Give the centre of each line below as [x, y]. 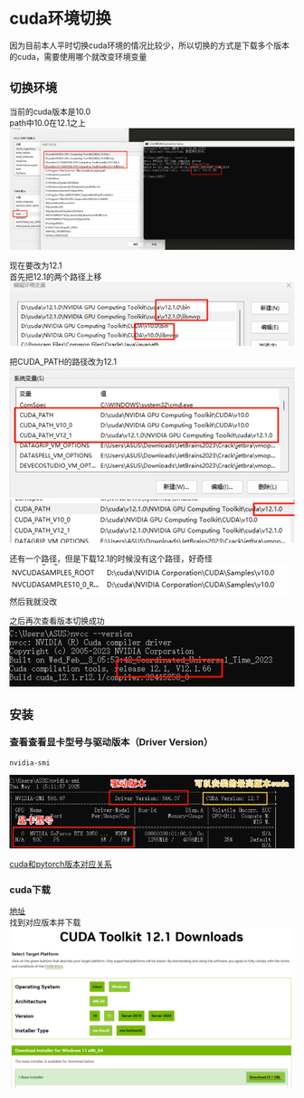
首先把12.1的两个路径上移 [56, 277]
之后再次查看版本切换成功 [57, 620]
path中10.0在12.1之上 [47, 122]
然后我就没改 [33, 601]
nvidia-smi [30, 763]
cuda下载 [30, 890]
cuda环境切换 [60, 19]
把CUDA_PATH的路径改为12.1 [63, 362]
